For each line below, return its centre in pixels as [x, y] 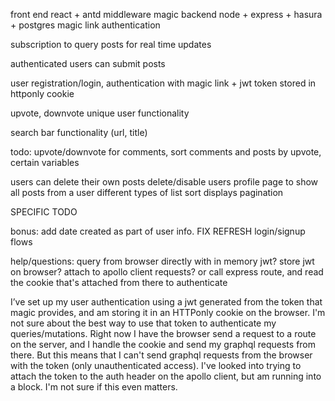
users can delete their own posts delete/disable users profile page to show [164, 182]
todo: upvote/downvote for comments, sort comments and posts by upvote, [166, 152]
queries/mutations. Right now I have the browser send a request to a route [163, 333]
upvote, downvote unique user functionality [100, 113]
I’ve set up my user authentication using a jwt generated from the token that [166, 302]
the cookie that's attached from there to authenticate [119, 282]
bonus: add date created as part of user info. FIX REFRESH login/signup [158, 231]
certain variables [45, 162]
